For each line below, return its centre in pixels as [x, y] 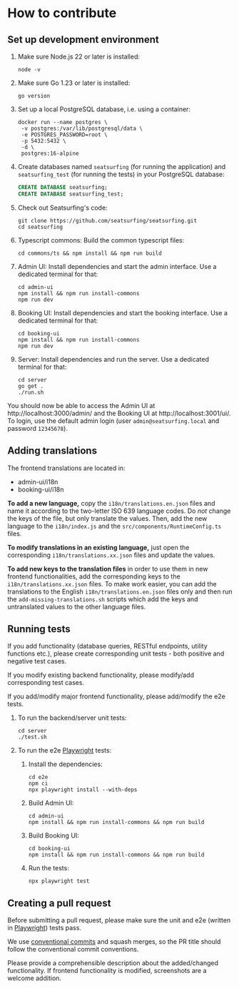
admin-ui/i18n [38, 482]
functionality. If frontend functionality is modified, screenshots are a [107, 971]
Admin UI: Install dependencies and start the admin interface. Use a [117, 266]
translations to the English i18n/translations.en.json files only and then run [120, 591]
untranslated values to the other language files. [77, 606]
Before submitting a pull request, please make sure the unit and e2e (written [119, 920]
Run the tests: [49, 868]
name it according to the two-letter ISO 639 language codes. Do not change [119, 511]
